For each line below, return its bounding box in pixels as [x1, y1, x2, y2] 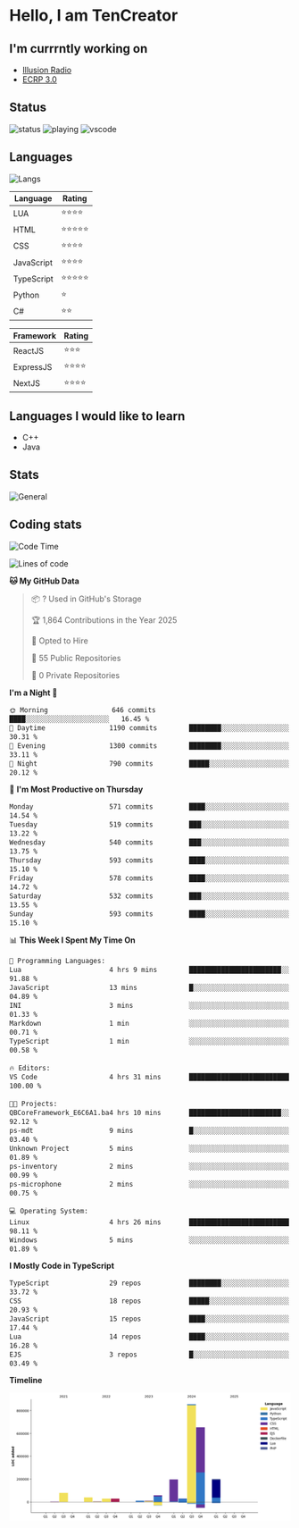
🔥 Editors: [9, 1063, 51, 1072]
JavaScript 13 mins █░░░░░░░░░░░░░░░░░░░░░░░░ [9, 983, 290, 992]
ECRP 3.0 [21, 74, 58, 85]
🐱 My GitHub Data [9, 575, 80, 586]
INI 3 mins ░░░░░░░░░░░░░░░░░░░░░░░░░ [9, 1001, 290, 1010]
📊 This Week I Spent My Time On [9, 935, 136, 945]
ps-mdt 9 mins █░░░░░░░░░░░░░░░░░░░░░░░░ [9, 1126, 290, 1135]
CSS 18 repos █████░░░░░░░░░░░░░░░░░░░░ [9, 1297, 290, 1306]
